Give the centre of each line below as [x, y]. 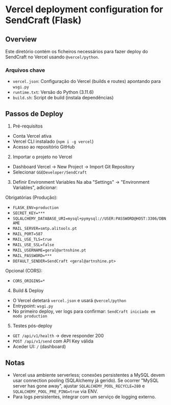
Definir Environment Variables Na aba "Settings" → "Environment [81, 182]
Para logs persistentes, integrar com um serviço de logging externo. [84, 397]
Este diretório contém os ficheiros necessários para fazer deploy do [77, 51]
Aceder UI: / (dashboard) [39, 347]
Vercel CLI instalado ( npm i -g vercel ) [53, 141]
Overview [21, 39]
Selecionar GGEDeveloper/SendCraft [50, 172]
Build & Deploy [28, 291]
